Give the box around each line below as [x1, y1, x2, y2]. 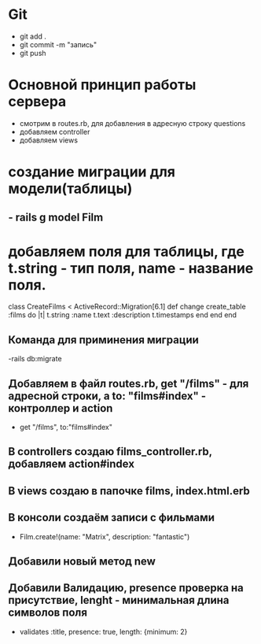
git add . [19, 31, 47, 41]
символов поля [8, 606, 88, 620]
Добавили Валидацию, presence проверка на [8, 581, 244, 595]
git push [19, 48, 46, 57]
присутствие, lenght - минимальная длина [8, 594, 230, 607]
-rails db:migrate [8, 354, 62, 364]
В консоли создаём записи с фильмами [8, 511, 215, 524]
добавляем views [19, 135, 79, 145]
